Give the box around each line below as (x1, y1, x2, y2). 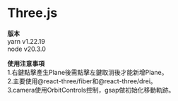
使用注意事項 (7, 59, 44, 68)
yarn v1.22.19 (7, 37, 46, 45)
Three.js (7, 5, 58, 21)
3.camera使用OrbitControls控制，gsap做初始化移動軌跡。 (7, 85, 175, 94)
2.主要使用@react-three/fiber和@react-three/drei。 (7, 76, 157, 85)
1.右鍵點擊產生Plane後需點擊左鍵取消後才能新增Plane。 (7, 68, 168, 76)
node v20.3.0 (7, 44, 46, 53)
